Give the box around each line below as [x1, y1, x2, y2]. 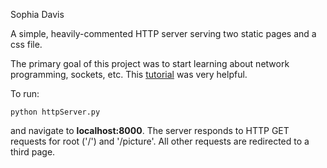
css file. [10, 39, 43, 50]
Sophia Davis [10, 9, 65, 20]
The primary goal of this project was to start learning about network [10, 58, 290, 69]
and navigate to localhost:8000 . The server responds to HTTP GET [10, 125, 290, 136]
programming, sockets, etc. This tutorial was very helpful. [10, 69, 248, 80]
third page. [10, 146, 56, 158]
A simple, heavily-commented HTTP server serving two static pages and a [10, 28, 317, 39]
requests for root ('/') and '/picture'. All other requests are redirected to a [10, 135, 310, 147]
